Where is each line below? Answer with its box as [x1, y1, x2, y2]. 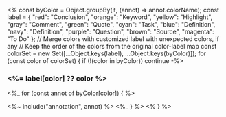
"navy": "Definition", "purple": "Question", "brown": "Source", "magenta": [7, 27, 214, 36]
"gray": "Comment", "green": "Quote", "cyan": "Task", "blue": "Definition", [7, 21, 216, 28]
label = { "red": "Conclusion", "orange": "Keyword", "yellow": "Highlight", [7, 13, 213, 21]
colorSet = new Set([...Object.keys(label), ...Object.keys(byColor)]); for [7, 49, 207, 57]
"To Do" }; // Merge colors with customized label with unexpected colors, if [7, 35, 220, 43]
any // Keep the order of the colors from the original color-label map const [7, 42, 217, 50]
